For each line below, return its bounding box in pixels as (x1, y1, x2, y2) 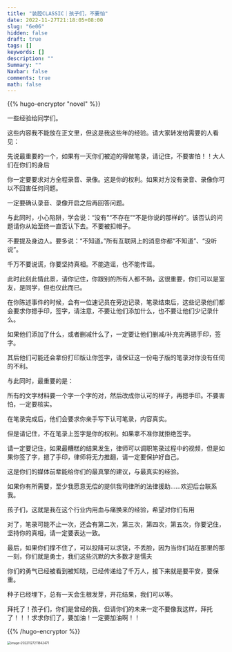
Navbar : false (7, 68, 48, 75)
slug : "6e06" (7, 23, 45, 30)
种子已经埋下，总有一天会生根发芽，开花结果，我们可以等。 (7, 590, 177, 599)
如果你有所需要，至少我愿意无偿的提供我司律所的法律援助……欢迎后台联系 (7, 482, 217, 491)
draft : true (7, 36, 41, 43)
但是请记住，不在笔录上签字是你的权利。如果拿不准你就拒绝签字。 (7, 429, 195, 438)
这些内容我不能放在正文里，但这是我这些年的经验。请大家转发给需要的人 (7, 129, 213, 137)
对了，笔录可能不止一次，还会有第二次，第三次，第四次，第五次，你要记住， (7, 520, 225, 529)
